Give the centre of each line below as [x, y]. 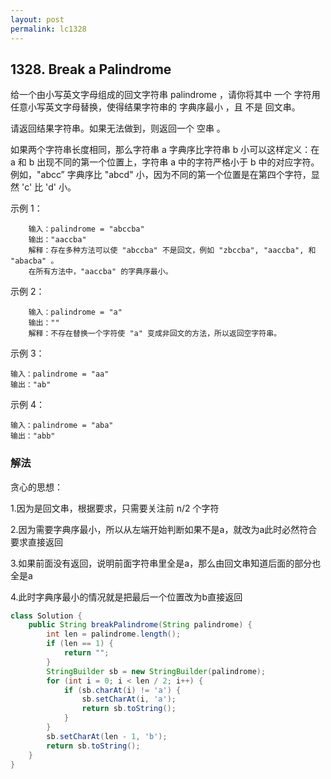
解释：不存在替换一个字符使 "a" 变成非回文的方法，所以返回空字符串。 [155, 334]
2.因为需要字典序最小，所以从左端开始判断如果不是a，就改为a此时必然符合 [164, 529]
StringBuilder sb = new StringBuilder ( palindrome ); [156, 671]
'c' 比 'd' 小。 [49, 187]
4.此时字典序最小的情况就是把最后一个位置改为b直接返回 [126, 597]
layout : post [37, 19]
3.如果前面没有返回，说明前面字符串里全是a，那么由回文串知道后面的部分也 [166, 563]
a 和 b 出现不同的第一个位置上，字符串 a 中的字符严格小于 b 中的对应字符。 [165, 162]
